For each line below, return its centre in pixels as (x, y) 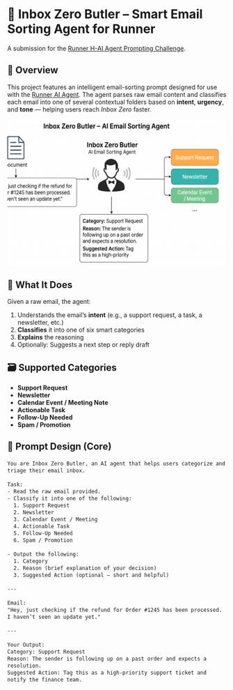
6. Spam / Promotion (43, 540)
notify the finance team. (45, 680)
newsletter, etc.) (40, 323)
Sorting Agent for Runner (81, 29)
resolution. (24, 666)
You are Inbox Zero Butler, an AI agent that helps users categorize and (116, 463)
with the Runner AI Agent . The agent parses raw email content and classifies (117, 94)
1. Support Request (42, 505)
